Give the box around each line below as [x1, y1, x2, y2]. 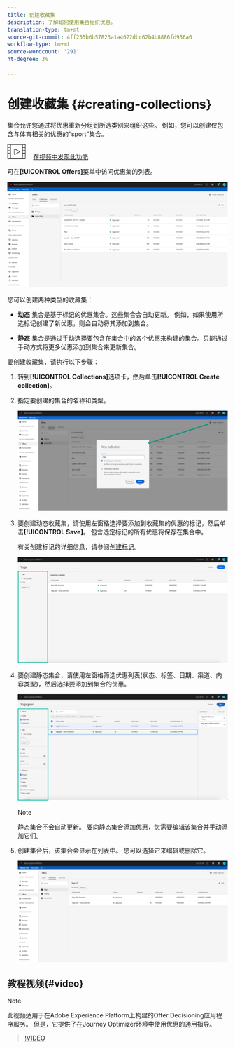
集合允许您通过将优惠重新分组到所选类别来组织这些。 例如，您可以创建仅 [7, 121, 218, 129]
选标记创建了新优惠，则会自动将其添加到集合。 [17, 319, 152, 327]
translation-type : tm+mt [7, 26, 80, 33]
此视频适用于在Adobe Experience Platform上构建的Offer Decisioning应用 [7, 1011, 217, 1020]
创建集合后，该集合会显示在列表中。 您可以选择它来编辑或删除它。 [17, 846, 210, 855]
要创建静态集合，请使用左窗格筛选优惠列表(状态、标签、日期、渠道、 [17, 670, 216, 679]
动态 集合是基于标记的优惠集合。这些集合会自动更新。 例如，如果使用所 [17, 311, 224, 319]
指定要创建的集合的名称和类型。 [17, 396, 110, 405]
